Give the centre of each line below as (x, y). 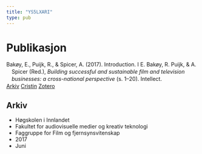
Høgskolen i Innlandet (42, 120)
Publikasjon (36, 48)
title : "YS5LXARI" (29, 12)
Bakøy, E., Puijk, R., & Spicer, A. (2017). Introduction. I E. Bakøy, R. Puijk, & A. (101, 65)
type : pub (19, 18)
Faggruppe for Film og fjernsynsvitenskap (67, 133)
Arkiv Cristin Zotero (31, 86)
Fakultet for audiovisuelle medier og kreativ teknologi (81, 126)
